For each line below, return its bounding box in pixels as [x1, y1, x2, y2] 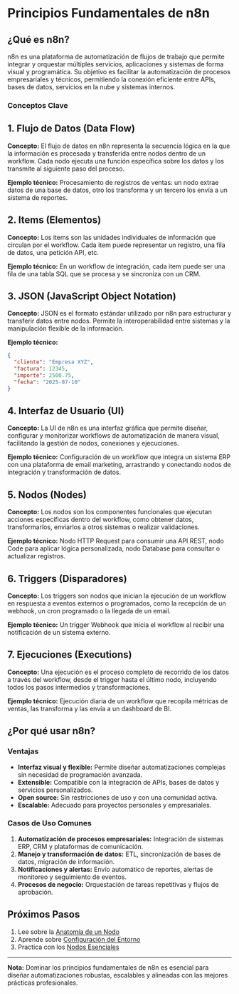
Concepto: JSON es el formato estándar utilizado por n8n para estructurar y [7, 309, 232, 318]
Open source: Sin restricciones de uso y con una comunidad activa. [17, 793, 218, 801]
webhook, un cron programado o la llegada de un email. [7, 607, 171, 616]
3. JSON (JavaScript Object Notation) [7, 290, 176, 302]
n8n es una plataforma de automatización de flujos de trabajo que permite [7, 52, 225, 61]
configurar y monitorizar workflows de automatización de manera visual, [7, 431, 221, 440]
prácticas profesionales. [7, 978, 78, 987]
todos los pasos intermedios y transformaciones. [7, 683, 151, 691]
